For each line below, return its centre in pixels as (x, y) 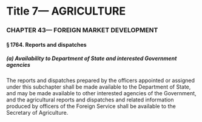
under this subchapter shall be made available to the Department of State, (99, 87)
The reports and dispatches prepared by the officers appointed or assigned (101, 80)
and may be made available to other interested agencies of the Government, (101, 93)
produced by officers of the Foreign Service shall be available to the (91, 106)
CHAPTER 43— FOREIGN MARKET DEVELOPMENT (82, 30)
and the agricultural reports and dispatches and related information (90, 100)
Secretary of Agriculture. (37, 112)
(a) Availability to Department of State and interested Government (92, 58)
